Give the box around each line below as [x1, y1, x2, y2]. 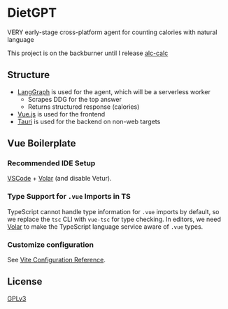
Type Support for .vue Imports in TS [7, 192, 131, 202]
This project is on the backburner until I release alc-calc [7, 49, 169, 57]
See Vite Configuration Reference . [7, 256, 106, 264]
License [7, 276, 43, 287]
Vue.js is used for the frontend [17, 110, 106, 118]
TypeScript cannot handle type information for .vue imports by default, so [7, 207, 220, 216]
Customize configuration [7, 239, 94, 249]
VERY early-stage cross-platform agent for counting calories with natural [7, 28, 218, 36]
